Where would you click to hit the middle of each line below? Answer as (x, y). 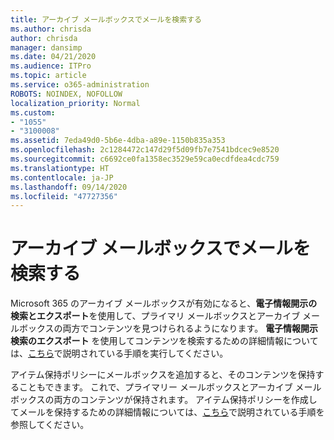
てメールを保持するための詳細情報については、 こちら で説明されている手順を (167, 412)
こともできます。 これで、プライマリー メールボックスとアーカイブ (155, 387)
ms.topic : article (48, 76)
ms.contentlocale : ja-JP (62, 177)
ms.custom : (33, 112)
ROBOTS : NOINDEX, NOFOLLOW (66, 94)
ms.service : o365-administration (80, 85)
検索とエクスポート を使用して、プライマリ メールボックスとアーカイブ (155, 316)
